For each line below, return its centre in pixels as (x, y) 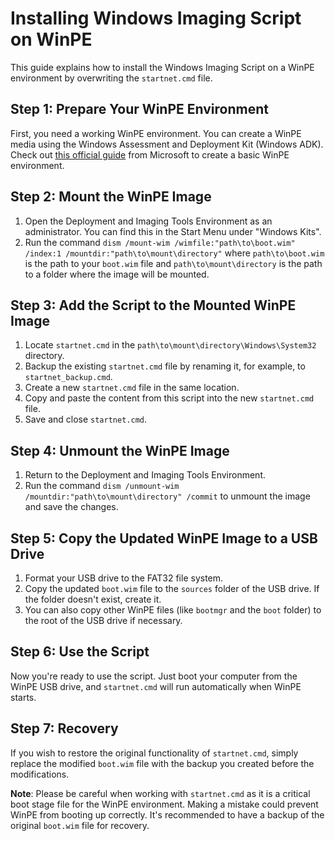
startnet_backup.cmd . (68, 377)
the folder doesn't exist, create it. (93, 599)
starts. (23, 697)
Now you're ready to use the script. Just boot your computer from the (154, 676)
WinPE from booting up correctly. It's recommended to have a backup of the (167, 814)
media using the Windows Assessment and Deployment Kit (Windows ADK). (167, 144)
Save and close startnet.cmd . (85, 419)
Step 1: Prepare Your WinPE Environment (139, 109)
